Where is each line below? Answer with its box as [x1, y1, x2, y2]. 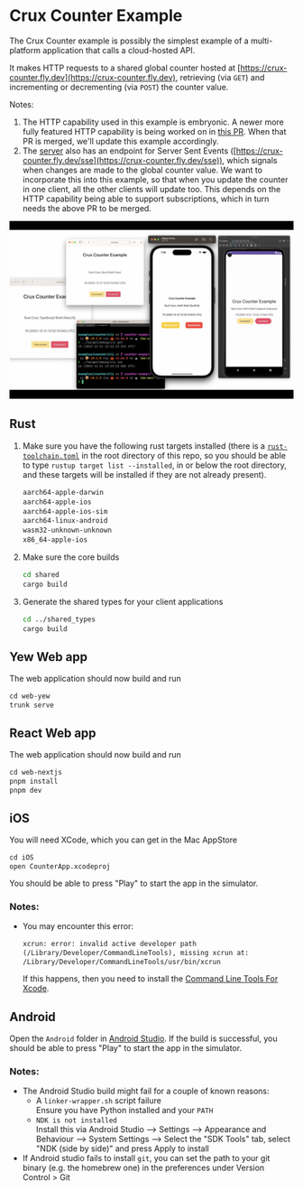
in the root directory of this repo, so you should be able [80, 450, 287, 460]
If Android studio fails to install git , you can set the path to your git [22, 1153, 271, 1164]
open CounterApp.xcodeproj [9, 861, 111, 871]
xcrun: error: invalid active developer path [22, 940, 197, 949]
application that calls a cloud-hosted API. [41, 44, 196, 55]
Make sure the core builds [22, 552, 120, 562]
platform [9, 44, 41, 55]
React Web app [9, 725, 96, 740]
